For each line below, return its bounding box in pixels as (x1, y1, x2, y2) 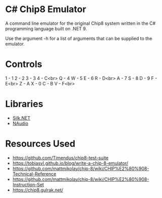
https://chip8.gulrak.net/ (12, 187, 64, 193)
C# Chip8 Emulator (5, 4, 87, 15)
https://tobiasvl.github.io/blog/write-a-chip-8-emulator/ (12, 160, 129, 166)
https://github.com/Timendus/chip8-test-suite (12, 155, 109, 161)
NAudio (12, 120, 29, 126)
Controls (5, 59, 42, 70)
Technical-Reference (12, 171, 57, 177)
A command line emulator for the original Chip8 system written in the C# (5, 20, 156, 26)
